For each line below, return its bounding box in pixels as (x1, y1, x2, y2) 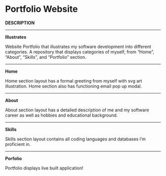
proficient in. (5, 141, 31, 147)
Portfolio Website (5, 3, 78, 15)
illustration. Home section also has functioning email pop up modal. (5, 83, 142, 89)
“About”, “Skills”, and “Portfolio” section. (5, 54, 86, 60)
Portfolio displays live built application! (5, 165, 83, 171)
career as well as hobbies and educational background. (5, 112, 118, 118)
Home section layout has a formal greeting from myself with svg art (5, 78, 142, 84)
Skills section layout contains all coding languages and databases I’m (5, 136, 146, 142)
